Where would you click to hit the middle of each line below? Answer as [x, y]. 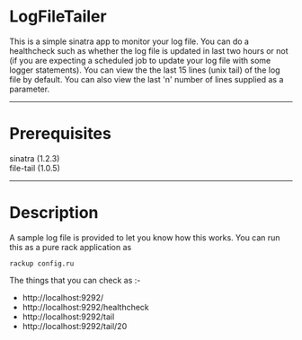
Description [54, 213]
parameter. [30, 89]
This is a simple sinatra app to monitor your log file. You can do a [129, 41]
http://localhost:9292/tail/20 [75, 326]
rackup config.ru [42, 263]
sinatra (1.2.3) [35, 158]
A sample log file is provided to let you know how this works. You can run [145, 237]
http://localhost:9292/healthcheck [86, 307]
